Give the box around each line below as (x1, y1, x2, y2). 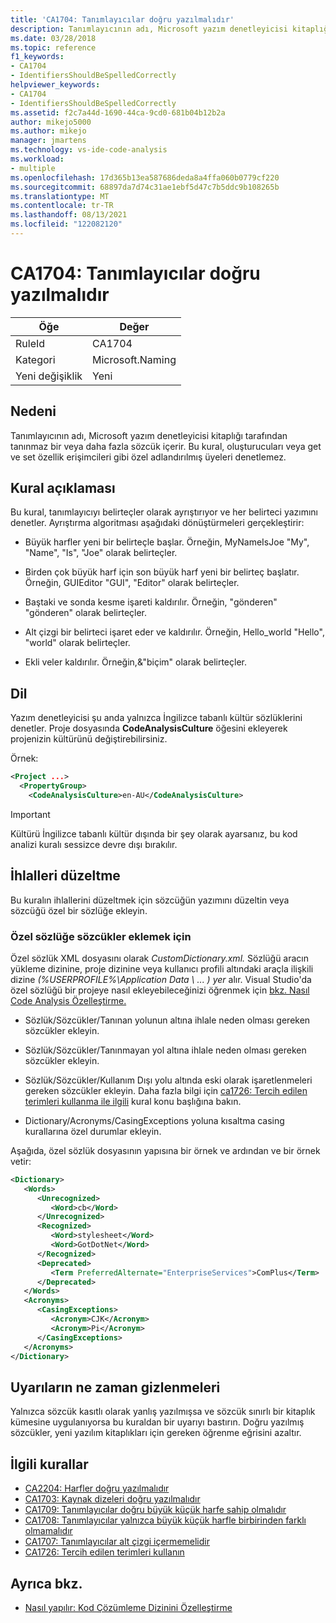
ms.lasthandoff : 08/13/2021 (10, 210, 128, 220)
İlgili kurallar (10, 1456, 89, 1473)
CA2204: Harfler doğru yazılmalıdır (24, 1482, 170, 1495)
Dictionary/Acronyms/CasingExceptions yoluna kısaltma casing (24, 1114, 285, 1126)
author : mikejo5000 (10, 117, 92, 127)
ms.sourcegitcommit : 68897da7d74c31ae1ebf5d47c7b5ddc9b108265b (10, 182, 280, 192)
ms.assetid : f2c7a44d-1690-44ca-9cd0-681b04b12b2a (10, 107, 226, 118)
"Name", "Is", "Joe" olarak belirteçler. (24, 547, 178, 559)
